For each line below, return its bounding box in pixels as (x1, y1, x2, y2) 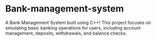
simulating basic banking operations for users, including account (5, 24, 141, 30)
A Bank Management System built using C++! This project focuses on (5, 19, 151, 25)
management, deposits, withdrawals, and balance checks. (5, 30, 127, 36)
